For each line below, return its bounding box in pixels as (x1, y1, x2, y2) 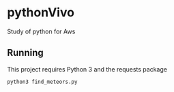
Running (7, 47, 44, 59)
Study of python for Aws (7, 27, 76, 35)
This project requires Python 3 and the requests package (7, 65, 167, 73)
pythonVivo (7, 5, 75, 20)
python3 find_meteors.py (7, 78, 78, 85)
